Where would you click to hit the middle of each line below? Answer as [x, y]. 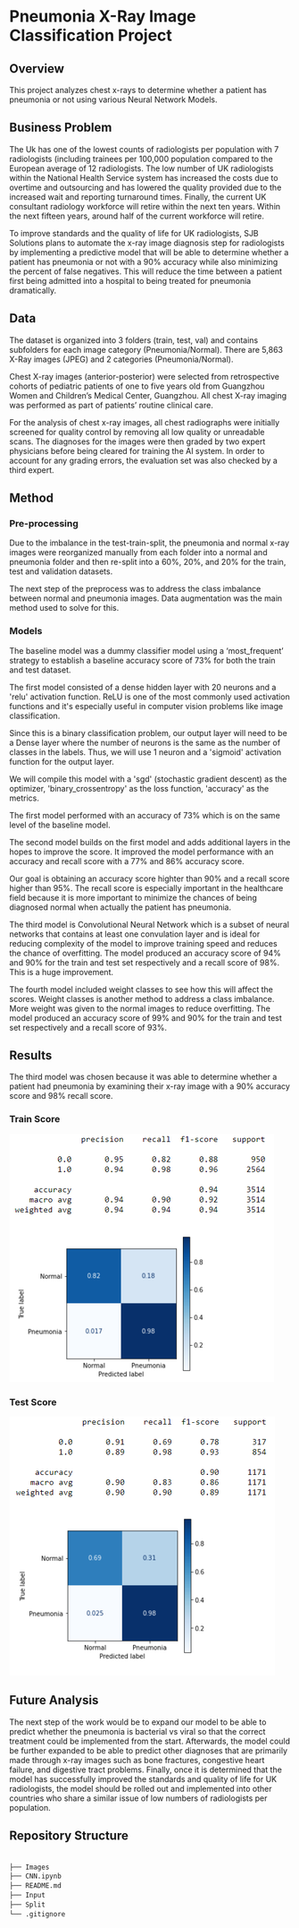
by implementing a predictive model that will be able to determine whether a [149, 252]
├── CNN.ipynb [36, 1877]
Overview [37, 69]
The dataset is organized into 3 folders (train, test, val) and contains [134, 340]
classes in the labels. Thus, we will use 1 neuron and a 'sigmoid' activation [145, 752]
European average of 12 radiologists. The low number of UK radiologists [141, 168]
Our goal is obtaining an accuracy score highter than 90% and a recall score [149, 878]
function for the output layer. [62, 761]
